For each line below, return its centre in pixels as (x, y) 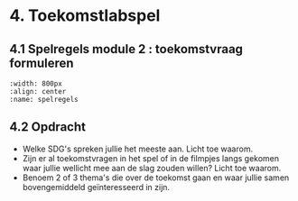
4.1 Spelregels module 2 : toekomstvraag (126, 49)
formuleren (42, 63)
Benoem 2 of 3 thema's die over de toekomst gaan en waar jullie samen (156, 178)
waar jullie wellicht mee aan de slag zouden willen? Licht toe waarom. (152, 168)
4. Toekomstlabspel (85, 16)
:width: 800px (36, 84)
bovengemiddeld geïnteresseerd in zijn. (96, 187)
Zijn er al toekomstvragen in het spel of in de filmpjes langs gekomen (151, 158)
